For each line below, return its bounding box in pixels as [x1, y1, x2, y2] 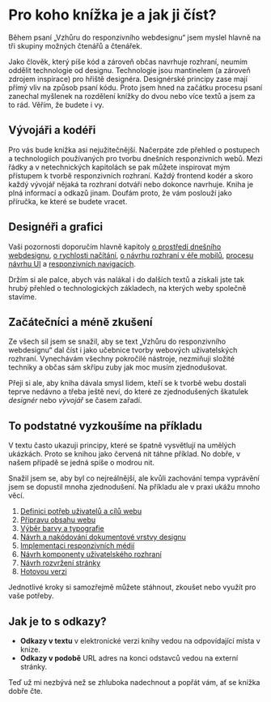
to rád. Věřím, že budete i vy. [8, 100, 104, 109]
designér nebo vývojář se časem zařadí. [8, 396, 142, 405]
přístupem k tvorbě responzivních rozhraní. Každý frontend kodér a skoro [8, 170, 253, 180]
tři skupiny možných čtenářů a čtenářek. [8, 41, 143, 50]
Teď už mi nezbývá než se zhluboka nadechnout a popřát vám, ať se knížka [8, 678, 260, 687]
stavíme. [8, 292, 37, 302]
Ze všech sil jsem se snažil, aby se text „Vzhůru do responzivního [8, 336, 227, 346]
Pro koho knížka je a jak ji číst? [8, 6, 217, 24]
